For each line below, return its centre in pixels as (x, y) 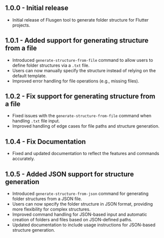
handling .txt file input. (36, 121)
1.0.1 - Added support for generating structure (77, 40)
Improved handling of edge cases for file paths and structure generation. (86, 126)
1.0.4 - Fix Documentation (45, 142)
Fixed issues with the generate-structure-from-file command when (82, 116)
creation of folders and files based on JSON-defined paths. (72, 220)
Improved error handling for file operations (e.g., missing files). (76, 81)
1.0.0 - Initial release (37, 8)
